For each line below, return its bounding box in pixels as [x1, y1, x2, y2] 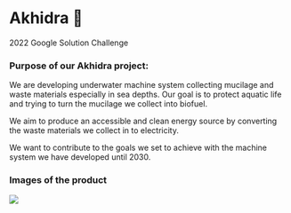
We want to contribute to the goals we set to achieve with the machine [9, 142, 268, 154]
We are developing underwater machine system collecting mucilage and [9, 80, 274, 91]
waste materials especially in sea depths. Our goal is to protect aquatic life [9, 89, 282, 100]
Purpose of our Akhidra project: [9, 59, 150, 72]
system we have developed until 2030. [9, 152, 151, 162]
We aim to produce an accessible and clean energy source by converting [9, 115, 278, 127]
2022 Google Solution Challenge [9, 37, 129, 48]
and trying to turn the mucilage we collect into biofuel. [9, 99, 207, 109]
